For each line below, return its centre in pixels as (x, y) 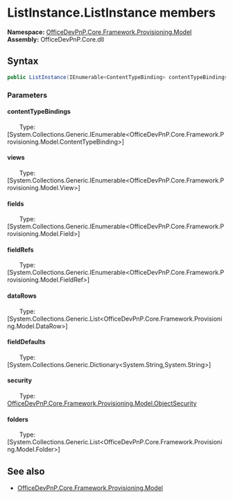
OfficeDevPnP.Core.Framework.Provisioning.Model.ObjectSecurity (102, 403)
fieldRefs (20, 249)
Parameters (27, 95)
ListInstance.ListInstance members (112, 13)
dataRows (22, 296)
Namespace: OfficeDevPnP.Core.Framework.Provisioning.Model (100, 32)
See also (26, 471)
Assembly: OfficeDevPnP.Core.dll (56, 39)
